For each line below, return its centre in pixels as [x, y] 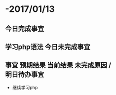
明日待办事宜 [25, 74]
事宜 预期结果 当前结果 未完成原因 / [58, 65]
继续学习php [25, 87]
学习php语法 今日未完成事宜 [48, 47]
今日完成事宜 [25, 28]
